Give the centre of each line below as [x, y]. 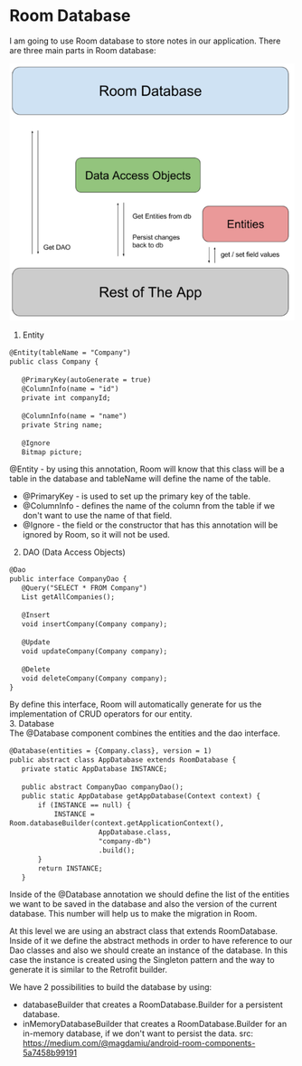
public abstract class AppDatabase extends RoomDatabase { [123, 760]
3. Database [32, 724]
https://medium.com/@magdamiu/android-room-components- [139, 1043]
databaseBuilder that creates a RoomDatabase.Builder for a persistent [152, 1004]
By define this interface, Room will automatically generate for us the [136, 704]
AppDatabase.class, [135, 833]
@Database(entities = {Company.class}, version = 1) [111, 751]
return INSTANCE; [70, 869]
